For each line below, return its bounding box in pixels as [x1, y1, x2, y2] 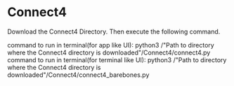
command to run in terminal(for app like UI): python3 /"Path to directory [7, 41, 214, 49]
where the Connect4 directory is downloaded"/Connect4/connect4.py [7, 48, 211, 57]
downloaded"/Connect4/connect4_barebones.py [7, 71, 150, 79]
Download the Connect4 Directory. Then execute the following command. [7, 27, 221, 36]
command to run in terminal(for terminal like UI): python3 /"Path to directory [7, 55, 227, 64]
